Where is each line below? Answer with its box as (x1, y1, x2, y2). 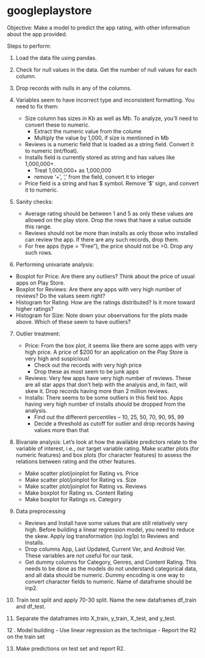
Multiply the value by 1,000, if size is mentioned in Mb (34, 134, 170, 141)
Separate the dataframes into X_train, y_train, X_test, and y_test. (15, 615, 176, 622)
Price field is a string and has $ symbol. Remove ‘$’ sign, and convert (24, 179, 199, 187)
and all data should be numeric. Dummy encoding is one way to (24, 571, 185, 578)
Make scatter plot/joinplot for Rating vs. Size (24, 476, 137, 484)
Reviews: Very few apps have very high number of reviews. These (24, 374, 192, 381)
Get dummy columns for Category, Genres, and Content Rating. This (24, 558, 197, 566)
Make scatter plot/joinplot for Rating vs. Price (24, 469, 139, 477)
